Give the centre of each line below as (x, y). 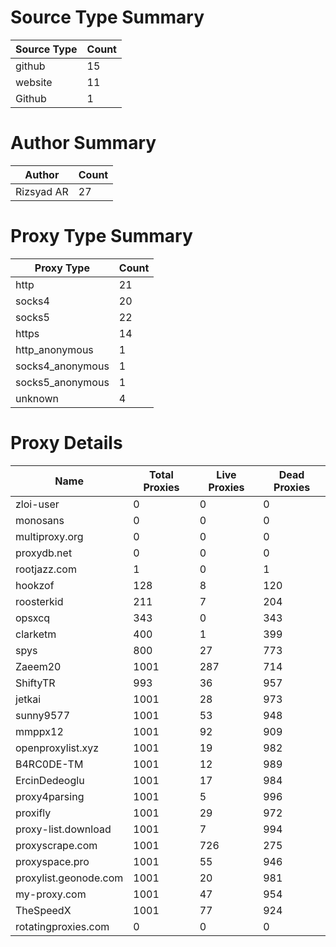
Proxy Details (66, 443)
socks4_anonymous (62, 366)
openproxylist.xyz (57, 748)
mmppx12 (39, 731)
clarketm (36, 634)
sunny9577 (43, 715)
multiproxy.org (49, 536)
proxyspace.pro (52, 861)
